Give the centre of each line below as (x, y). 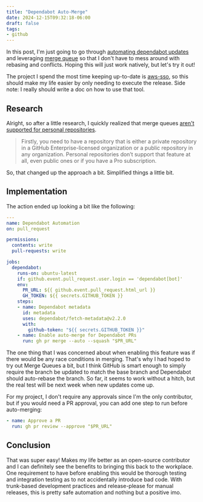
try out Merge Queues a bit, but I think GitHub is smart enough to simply (96, 366)
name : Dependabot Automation (43, 223)
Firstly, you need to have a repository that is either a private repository (109, 141)
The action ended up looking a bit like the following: (71, 206)
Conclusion (28, 445)
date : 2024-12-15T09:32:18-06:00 (48, 18)
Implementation (37, 192)
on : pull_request (28, 229)
